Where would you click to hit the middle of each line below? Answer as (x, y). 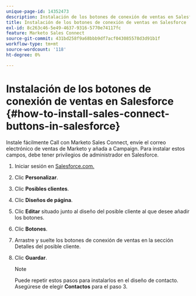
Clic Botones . (31, 229)
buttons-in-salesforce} (63, 126)
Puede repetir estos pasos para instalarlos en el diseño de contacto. (97, 280)
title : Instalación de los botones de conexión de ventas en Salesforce (96, 22)
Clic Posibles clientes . (42, 189)
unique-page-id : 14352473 (37, 11)
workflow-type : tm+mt (32, 44)
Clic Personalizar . (36, 177)
